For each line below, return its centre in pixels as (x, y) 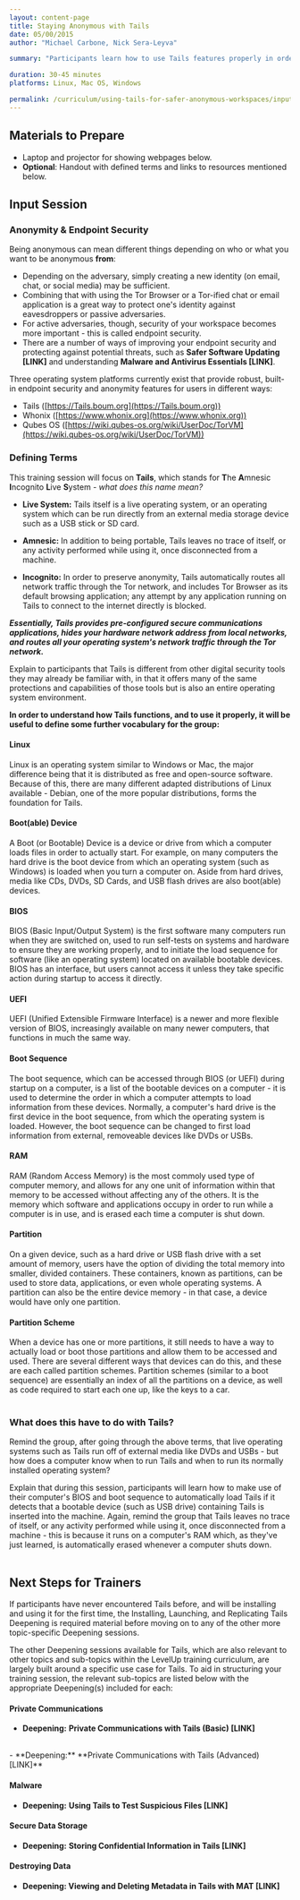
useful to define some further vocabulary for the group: (115, 724)
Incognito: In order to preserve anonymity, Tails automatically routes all (154, 577)
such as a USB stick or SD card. (81, 523)
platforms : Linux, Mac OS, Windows (75, 83)
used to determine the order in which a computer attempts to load (130, 1097)
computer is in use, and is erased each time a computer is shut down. (137, 1213)
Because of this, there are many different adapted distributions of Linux (141, 783)
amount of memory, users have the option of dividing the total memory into (147, 1263)
